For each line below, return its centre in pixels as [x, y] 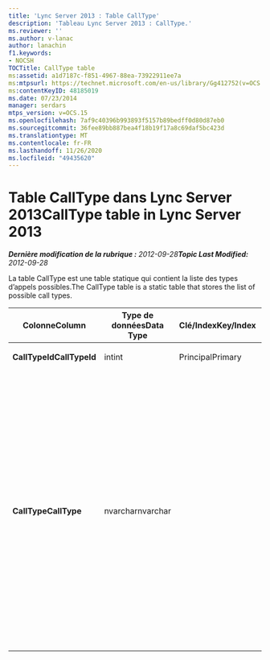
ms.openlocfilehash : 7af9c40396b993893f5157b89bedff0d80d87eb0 [117, 121]
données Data [138, 325]
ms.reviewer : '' [35, 31]
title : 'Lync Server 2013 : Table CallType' [84, 16]
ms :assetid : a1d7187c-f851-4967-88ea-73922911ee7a [95, 76]
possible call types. [40, 295]
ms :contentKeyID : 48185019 [53, 91]
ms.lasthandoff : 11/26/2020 [55, 151]
